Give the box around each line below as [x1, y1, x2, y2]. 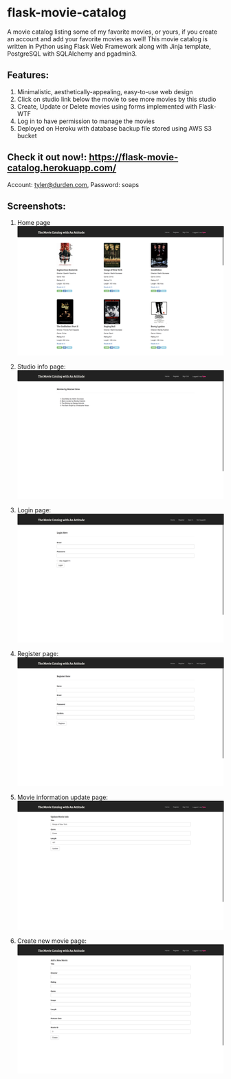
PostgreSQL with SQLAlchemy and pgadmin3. [7, 50, 137, 58]
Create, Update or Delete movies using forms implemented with [16, 102, 198, 111]
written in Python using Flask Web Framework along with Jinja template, [7, 42, 211, 50]
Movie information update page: [16, 793, 109, 801]
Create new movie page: [16, 937, 87, 945]
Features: [7, 69, 49, 81]
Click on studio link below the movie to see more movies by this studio [16, 95, 217, 103]
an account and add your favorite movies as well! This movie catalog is [7, 34, 208, 43]
